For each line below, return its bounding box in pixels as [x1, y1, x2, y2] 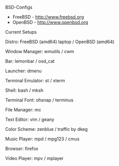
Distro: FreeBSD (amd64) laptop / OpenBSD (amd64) [5, 39, 114, 45]
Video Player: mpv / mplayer [5, 155, 64, 161]
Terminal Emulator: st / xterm [5, 78, 65, 83]
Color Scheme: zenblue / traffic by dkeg [5, 126, 88, 132]
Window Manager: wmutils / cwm [5, 49, 74, 54]
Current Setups [5, 29, 37, 35]
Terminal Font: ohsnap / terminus [5, 97, 74, 103]
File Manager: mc [5, 107, 42, 112]
